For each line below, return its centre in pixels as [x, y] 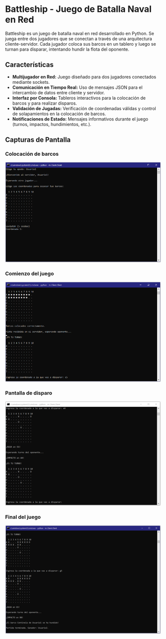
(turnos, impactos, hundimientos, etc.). [52, 124]
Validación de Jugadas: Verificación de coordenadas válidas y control [84, 108]
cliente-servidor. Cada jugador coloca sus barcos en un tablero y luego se [81, 44]
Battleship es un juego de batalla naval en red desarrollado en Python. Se [80, 33]
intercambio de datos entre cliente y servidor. [59, 92]
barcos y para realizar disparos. [45, 103]
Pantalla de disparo [29, 393]
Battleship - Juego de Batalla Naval [78, 9]
